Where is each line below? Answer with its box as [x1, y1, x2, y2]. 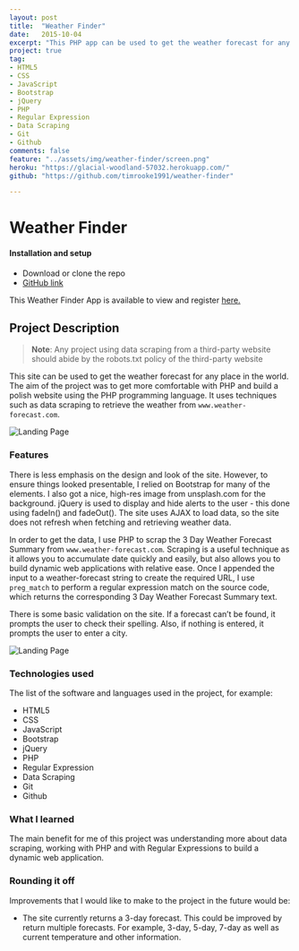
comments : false [9, 146, 70, 155]
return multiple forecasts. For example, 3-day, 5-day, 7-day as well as [21, 921, 279, 932]
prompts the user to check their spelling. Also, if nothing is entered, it [9, 618, 264, 629]
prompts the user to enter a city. [9, 628, 128, 638]
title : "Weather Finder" [9, 21, 106, 30]
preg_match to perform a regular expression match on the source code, [9, 581, 270, 592]
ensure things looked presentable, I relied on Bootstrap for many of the [9, 478, 270, 489]
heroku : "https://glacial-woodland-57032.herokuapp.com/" [9, 163, 230, 172]
